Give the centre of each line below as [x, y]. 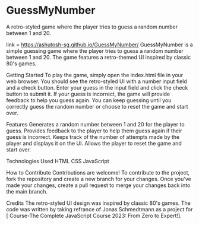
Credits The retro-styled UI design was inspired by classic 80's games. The [99, 203]
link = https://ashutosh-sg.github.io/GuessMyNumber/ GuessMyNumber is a [99, 45]
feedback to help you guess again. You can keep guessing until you [89, 100]
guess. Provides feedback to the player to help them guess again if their [94, 131]
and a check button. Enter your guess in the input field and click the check [97, 87]
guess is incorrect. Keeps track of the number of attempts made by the [93, 137]
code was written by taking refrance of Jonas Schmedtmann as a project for [99, 209]
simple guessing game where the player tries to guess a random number [95, 50]
